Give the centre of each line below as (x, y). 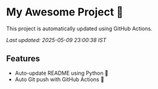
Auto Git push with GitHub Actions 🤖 (60, 79)
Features (23, 59)
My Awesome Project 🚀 (65, 12)
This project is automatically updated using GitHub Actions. (79, 28)
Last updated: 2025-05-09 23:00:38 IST (56, 40)
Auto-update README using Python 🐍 (62, 73)
